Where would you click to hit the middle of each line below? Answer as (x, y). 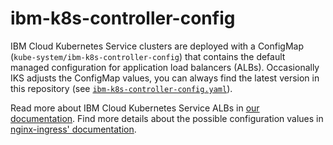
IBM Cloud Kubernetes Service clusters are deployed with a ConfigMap (157, 46)
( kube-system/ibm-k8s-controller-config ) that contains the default (148, 56)
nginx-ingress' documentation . (73, 129)
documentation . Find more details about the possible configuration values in (167, 118)
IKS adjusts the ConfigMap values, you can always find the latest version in (165, 78)
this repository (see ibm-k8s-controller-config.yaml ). (121, 88)
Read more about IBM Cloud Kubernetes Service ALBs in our (135, 108)
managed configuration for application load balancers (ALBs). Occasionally (165, 67)
